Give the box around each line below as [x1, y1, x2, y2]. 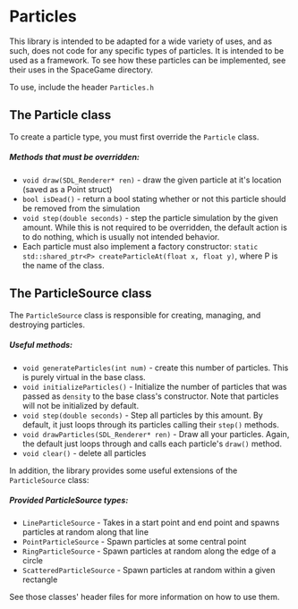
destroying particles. [9, 319, 85, 330]
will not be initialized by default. [21, 400, 140, 410]
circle [21, 555, 43, 566]
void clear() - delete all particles [21, 447, 147, 458]
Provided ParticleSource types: [9, 495, 129, 506]
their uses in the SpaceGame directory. [9, 64, 154, 75]
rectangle [21, 574, 58, 585]
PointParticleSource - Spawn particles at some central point [21, 537, 247, 547]
